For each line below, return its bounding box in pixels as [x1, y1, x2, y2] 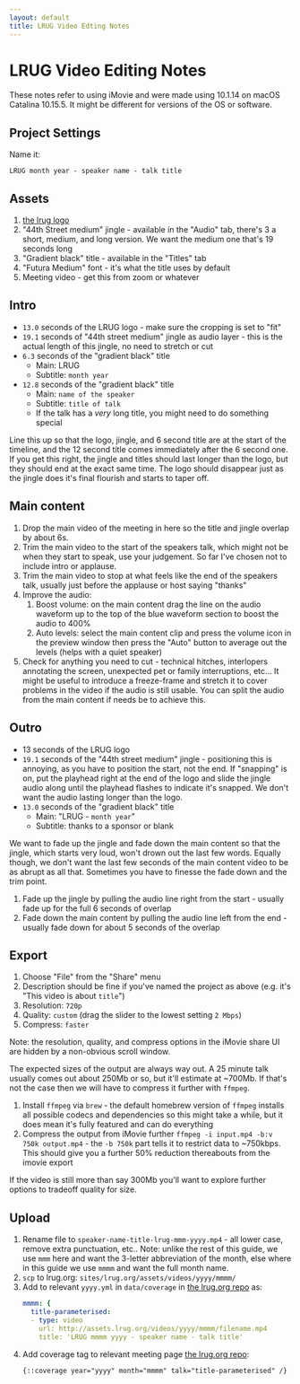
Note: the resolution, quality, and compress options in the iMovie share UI [9, 1037, 280, 1047]
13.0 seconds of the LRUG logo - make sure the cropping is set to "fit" [21, 321, 282, 332]
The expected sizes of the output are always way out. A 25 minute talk [9, 1064, 270, 1074]
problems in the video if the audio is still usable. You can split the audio [21, 684, 285, 696]
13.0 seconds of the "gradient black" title [21, 801, 175, 812]
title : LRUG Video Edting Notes [9, 22, 130, 31]
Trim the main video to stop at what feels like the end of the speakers [21, 570, 278, 581]
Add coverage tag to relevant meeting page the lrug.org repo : [21, 1348, 250, 1360]
